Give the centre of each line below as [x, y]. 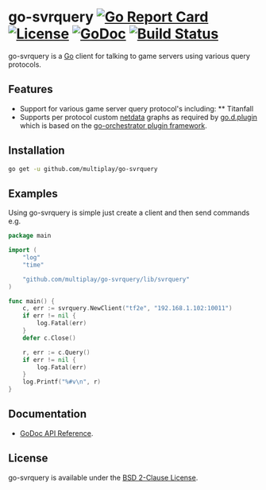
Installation [37, 151]
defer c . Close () [50, 338]
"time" [33, 265]
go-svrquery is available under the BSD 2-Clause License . [103, 477]
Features [31, 89]
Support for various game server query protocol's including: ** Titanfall [137, 108]
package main [30, 236]
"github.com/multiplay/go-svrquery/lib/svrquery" [106, 279]
